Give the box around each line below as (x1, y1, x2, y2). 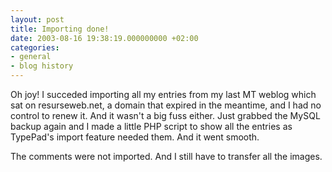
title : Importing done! (10, 24, 110, 34)
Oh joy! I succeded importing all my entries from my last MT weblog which (10, 89, 317, 100)
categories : (10, 42, 60, 53)
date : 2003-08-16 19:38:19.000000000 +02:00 (10, 33, 199, 43)
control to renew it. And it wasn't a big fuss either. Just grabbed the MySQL (10, 110, 321, 121)
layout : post (10, 14, 65, 25)
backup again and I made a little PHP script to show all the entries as (10, 121, 293, 132)
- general (10, 52, 52, 62)
